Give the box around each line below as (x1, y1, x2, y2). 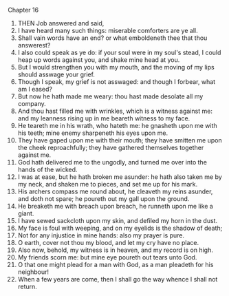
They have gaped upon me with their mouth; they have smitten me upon (17, 136, 222, 144)
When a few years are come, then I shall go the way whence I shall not (17, 275, 218, 283)
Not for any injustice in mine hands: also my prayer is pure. (17, 231, 185, 240)
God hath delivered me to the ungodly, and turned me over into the (17, 158, 207, 166)
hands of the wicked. (17, 165, 78, 173)
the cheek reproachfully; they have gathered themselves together (17, 144, 204, 151)
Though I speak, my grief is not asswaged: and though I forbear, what (17, 78, 216, 85)
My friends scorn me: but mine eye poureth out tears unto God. (17, 253, 197, 261)
